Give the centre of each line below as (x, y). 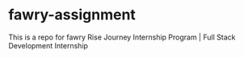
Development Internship (48, 45)
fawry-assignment (72, 15)
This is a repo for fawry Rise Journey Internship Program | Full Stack (122, 37)
